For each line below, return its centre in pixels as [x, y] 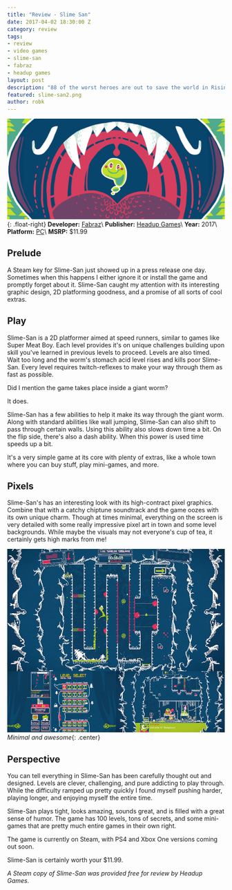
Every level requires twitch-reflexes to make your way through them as [122, 367]
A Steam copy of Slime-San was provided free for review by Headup [105, 873]
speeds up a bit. [30, 444]
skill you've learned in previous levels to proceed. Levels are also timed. [109, 352]
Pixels [21, 486]
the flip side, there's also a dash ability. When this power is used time [105, 436]
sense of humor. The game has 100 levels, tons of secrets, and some [105, 819]
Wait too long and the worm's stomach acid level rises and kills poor [104, 360]
